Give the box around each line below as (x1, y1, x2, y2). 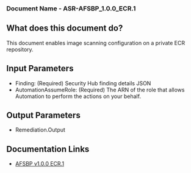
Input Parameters (6, 63, 74, 74)
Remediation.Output (15, 126, 66, 133)
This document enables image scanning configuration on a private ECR (6, 39, 185, 46)
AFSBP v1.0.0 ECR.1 (15, 160, 65, 168)
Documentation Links (6, 144, 90, 154)
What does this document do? (6, 23, 123, 34)
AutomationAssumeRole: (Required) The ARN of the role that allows (15, 86, 185, 93)
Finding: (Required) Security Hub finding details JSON (15, 79, 151, 86)
